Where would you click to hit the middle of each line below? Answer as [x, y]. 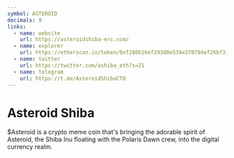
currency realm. [30, 147]
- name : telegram [39, 72]
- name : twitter [37, 59]
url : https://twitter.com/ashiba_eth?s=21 [82, 65]
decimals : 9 [24, 20]
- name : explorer [39, 46]
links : [17, 26]
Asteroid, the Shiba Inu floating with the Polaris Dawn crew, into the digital [113, 139]
